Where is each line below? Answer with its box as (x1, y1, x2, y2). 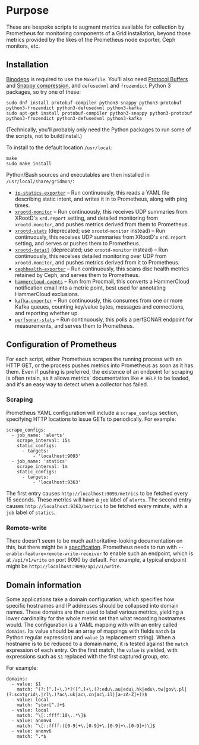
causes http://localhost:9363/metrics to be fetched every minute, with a (6, 502, 188, 509)
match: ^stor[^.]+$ (17, 702, 65, 708)
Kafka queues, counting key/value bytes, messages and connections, (14, 303, 185, 310)
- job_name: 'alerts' (11, 432, 65, 438)
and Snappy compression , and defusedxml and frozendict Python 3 (6, 82, 171, 89)
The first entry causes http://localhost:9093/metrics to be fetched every (6, 490, 188, 497)
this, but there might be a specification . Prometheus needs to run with (6, 544, 177, 551)
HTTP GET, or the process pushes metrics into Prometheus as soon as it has (6, 362, 194, 369)
